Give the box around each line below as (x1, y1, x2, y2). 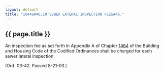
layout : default (5, 7, 38, 12)
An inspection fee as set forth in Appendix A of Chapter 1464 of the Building (5, 43, 160, 49)
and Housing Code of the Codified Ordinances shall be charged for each (5, 48, 152, 54)
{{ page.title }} (5, 30, 51, 38)
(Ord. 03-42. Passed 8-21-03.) (5, 63, 67, 69)
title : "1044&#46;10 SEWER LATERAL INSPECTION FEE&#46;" (5, 12, 125, 17)
